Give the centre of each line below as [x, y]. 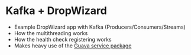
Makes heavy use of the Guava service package [73, 46]
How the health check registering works [63, 39]
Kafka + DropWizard [56, 11]
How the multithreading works [51, 33]
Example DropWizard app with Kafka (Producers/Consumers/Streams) [100, 27]
